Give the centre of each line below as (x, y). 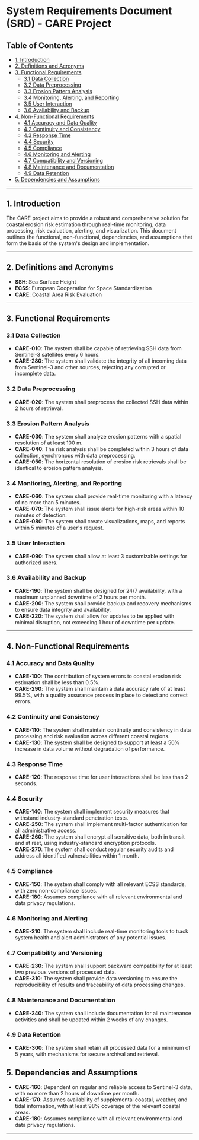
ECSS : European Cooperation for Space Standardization (83, 288)
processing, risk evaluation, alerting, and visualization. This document (91, 230)
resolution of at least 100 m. (49, 443)
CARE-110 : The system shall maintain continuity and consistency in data (103, 730)
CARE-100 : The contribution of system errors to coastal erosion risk (98, 676)
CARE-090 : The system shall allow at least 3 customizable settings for (101, 556)
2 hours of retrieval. (39, 408)
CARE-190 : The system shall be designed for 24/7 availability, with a (98, 590)
